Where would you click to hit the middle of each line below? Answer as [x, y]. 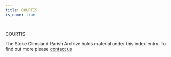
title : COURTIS [21, 10]
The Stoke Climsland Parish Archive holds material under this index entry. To [86, 43]
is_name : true [20, 15]
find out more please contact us [39, 49]
